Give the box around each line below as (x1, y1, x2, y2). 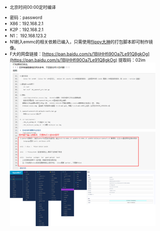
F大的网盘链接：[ (9, 51, 44, 57)
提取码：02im (118, 57, 146, 63)
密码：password (9, 15, 43, 20)
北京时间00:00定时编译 (9, 4, 56, 10)
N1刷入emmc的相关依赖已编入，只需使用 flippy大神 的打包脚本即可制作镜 (9, 39, 153, 45)
